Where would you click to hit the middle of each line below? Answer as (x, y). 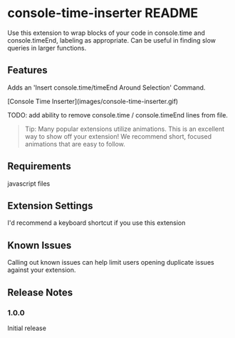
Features (27, 70)
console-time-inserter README (103, 13)
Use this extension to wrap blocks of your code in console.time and (106, 33)
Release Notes (40, 292)
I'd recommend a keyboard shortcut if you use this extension (96, 223)
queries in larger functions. (47, 48)
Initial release (27, 328)
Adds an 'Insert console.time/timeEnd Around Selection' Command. (106, 88)
